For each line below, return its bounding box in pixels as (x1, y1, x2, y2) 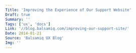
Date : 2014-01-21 (5, 31, 42, 36)
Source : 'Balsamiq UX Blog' (5, 36, 64, 41)
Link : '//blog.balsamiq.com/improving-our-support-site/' (5, 26, 129, 31)
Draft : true (5, 12, 30, 17)
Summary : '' (5, 17, 30, 22)
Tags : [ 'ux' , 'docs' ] (5, 21, 51, 27)
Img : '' (5, 40, 22, 45)
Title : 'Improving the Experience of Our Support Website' (5, 7, 132, 13)
